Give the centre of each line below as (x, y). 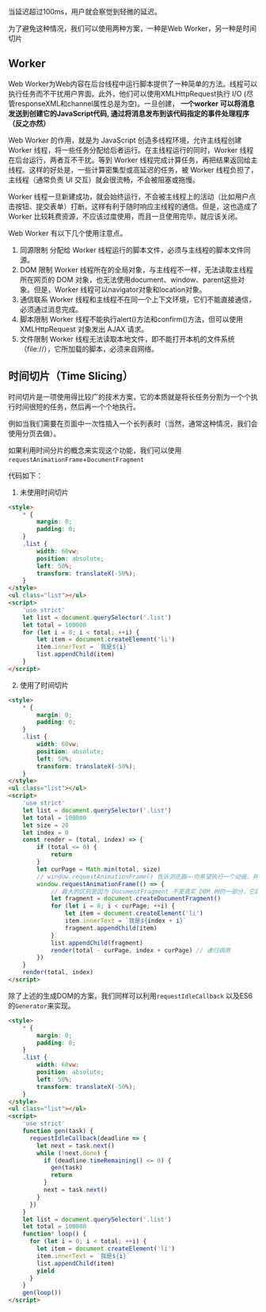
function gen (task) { (58, 1131)
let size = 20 (46, 825)
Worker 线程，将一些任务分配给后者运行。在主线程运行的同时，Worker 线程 (131, 150)
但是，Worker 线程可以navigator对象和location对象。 (120, 289)
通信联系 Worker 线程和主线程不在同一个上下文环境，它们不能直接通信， (137, 299)
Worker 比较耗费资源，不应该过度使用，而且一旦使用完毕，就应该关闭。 (125, 216)
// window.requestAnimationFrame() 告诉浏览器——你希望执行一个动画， (145, 877)
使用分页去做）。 (34, 433)
